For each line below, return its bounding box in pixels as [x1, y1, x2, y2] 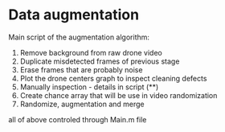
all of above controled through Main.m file [8, 114, 147, 124]
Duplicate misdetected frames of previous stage [19, 56, 180, 66]
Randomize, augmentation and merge [19, 99, 145, 109]
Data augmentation [8, 6, 139, 24]
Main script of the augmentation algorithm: [8, 32, 150, 42]
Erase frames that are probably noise [19, 64, 143, 74]
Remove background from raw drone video [19, 47, 162, 57]
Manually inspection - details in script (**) [19, 82, 159, 92]
